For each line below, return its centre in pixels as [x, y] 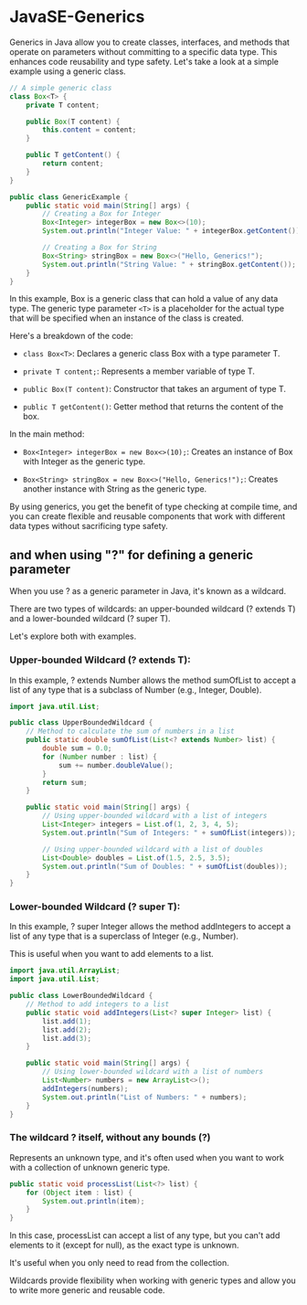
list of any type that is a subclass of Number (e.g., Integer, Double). [136, 690]
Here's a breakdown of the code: [72, 336]
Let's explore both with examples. [73, 636]
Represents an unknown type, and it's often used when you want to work [147, 1157]
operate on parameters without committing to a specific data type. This [143, 51]
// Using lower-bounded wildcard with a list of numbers [153, 1072]
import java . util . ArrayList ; [65, 971]
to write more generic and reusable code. [87, 1290]
